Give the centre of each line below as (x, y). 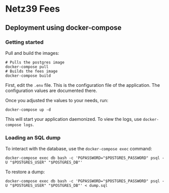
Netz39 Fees (32, 9)
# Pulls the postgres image (35, 62)
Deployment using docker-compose (63, 28)
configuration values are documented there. (51, 90)
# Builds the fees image (31, 71)
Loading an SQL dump (33, 138)
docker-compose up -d (28, 110)
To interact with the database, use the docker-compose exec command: (79, 149)
